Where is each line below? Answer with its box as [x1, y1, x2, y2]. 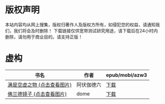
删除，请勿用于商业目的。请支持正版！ [5, 34, 82, 40]
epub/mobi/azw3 [106, 72, 147, 78]
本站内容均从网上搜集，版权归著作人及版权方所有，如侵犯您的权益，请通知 [5, 22, 156, 27]
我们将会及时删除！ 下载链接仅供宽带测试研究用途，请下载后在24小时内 [13, 27, 158, 33]
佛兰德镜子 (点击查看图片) [7, 90, 67, 97]
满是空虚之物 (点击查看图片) [7, 81, 72, 88]
